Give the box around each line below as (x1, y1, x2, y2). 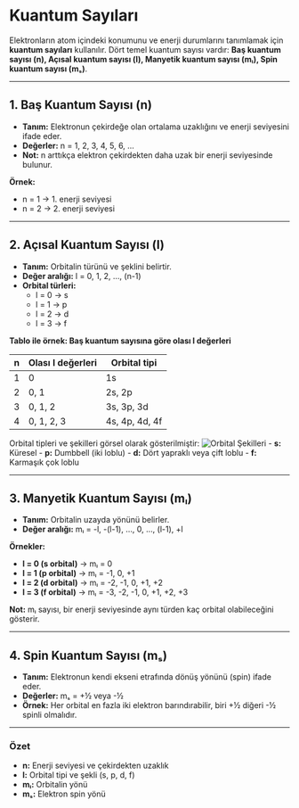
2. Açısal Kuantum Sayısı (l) (9, 237, 165, 252)
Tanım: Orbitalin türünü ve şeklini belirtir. (21, 260, 172, 272)
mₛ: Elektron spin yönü (21, 788, 107, 799)
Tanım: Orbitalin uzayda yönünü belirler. (21, 515, 170, 525)
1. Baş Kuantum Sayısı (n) (9, 97, 153, 112)
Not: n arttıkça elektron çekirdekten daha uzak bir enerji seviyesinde (21, 149, 273, 161)
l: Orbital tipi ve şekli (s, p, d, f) (21, 770, 135, 780)
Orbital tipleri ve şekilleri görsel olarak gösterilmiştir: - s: (9, 438, 282, 449)
